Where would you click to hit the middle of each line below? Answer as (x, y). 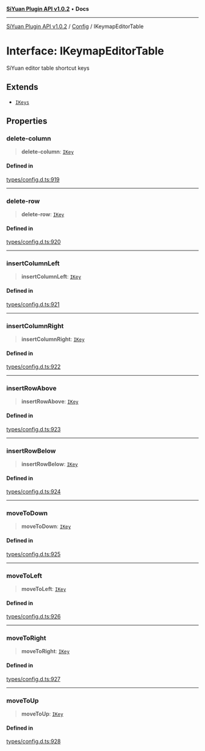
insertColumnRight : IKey (53, 339)
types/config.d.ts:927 (34, 679)
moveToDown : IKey (46, 526)
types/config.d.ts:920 (34, 242)
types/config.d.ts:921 (33, 304)
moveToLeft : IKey (44, 588)
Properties (27, 121)
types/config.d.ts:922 (34, 367)
